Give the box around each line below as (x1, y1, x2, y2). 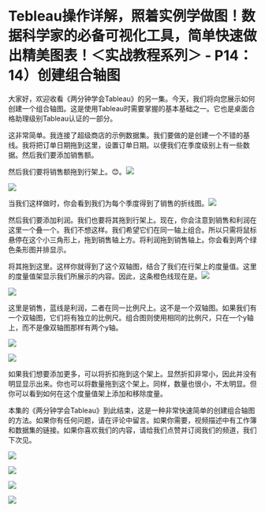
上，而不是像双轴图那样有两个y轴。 (8, 323, 123, 332)
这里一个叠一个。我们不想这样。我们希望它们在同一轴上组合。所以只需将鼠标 (8, 225, 257, 234)
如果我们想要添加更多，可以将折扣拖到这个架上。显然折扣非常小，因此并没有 (8, 368, 257, 379)
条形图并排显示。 (14, 245, 71, 254)
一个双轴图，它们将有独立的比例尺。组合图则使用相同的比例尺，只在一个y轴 (8, 312, 254, 322)
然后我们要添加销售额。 (21, 150, 99, 159)
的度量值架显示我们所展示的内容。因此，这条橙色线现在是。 (8, 271, 202, 281)
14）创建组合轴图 (8, 66, 121, 84)
